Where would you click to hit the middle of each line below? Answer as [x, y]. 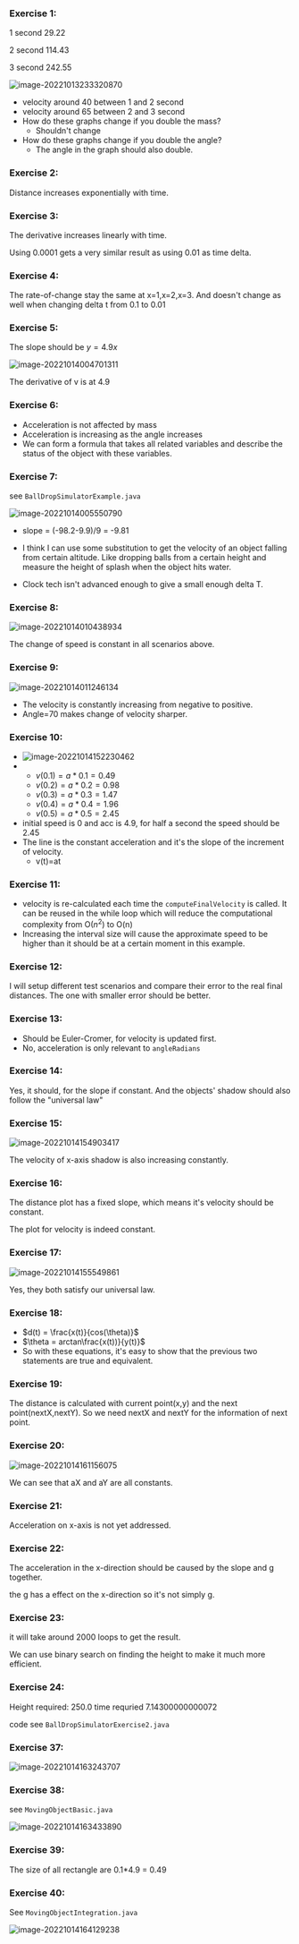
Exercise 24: [37, 1687]
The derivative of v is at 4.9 [59, 382]
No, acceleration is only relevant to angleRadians [111, 1048]
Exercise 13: [36, 1019]
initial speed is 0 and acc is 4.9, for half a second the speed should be [151, 823]
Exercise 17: [36, 1253]
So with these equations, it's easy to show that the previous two [140, 1351]
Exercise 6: [34, 405]
